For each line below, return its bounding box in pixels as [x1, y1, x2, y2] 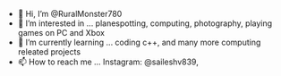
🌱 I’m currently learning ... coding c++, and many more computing [17, 37, 261, 47]
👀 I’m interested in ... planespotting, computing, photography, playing [17, 18, 273, 29]
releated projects [17, 46, 81, 57]
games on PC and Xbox [17, 28, 106, 38]
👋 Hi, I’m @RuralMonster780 [17, 9, 123, 19]
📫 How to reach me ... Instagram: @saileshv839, [17, 56, 199, 67]
